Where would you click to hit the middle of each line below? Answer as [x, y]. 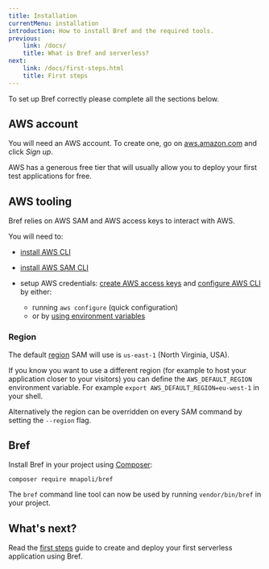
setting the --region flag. [50, 420]
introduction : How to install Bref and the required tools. [112, 31]
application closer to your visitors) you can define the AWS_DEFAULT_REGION [130, 379]
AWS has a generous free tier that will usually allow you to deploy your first [133, 168]
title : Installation [43, 16]
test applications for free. [50, 176]
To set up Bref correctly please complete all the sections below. [114, 98]
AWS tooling [40, 201]
